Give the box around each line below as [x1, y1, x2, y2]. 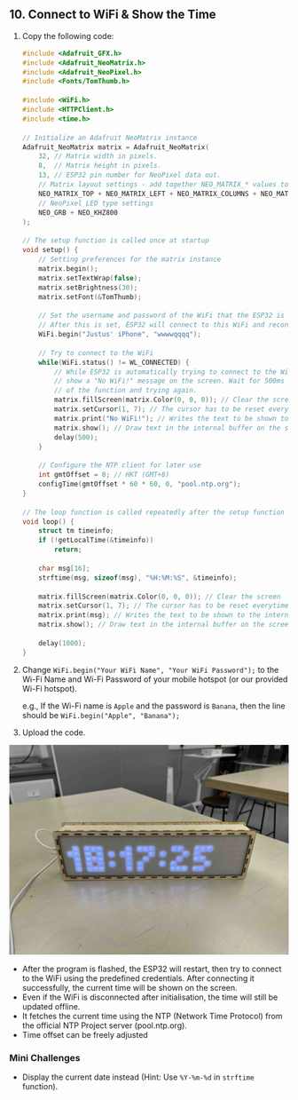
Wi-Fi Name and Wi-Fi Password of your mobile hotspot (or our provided [21, 674, 288, 685]
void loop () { [21, 517, 74, 526]
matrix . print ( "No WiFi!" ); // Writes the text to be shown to [54, 414, 289, 423]
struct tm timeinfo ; [38, 526, 114, 535]
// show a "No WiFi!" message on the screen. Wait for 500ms [54, 376, 286, 385]
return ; [54, 545, 82, 554]
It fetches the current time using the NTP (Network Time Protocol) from [21, 1010, 283, 1021]
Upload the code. [21, 727, 86, 738]
